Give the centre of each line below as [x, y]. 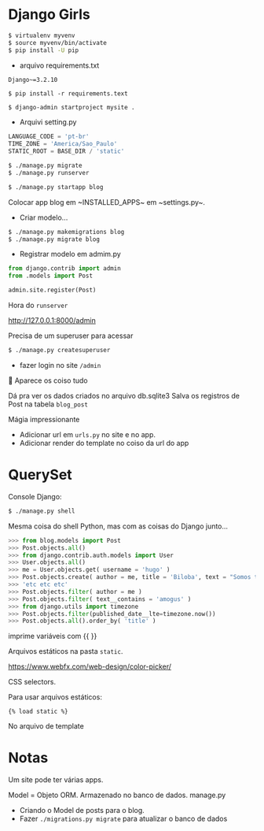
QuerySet [40, 475]
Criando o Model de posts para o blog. [82, 811]
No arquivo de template [46, 726]
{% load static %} [38, 712]
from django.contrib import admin [65, 269]
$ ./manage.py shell [42, 511]
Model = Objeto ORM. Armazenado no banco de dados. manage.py [117, 795]
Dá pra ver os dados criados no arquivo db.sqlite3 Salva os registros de [124, 395]
